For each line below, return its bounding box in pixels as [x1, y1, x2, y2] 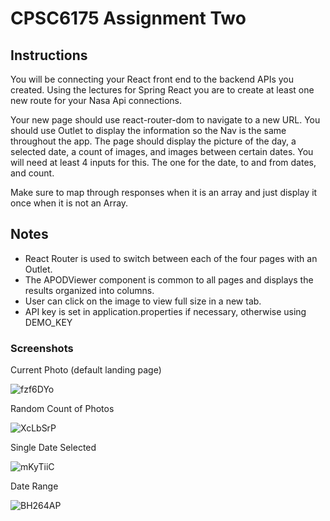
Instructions [10, 47, 88, 64]
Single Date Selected [10, 442, 97, 454]
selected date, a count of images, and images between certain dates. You [10, 146, 314, 157]
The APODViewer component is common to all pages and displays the [24, 273, 314, 286]
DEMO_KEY [24, 316, 73, 328]
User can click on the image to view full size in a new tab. [24, 295, 262, 307]
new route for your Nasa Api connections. [10, 95, 182, 106]
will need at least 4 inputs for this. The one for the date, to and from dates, [10, 157, 317, 168]
